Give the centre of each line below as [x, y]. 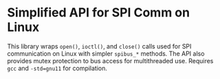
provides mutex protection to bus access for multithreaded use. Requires [110, 60]
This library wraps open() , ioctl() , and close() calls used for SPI [99, 46]
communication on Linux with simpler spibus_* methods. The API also [106, 54]
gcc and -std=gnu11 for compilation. [57, 68]
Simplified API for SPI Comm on [99, 13]
